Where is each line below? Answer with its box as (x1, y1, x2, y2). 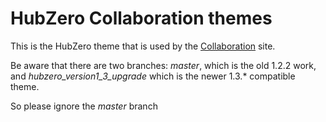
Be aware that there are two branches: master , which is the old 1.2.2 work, (10, 59, 317, 71)
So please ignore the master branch (10, 100, 158, 112)
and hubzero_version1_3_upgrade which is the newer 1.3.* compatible (10, 70, 296, 82)
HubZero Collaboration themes (10, 7, 273, 30)
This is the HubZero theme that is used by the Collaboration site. (10, 40, 276, 52)
